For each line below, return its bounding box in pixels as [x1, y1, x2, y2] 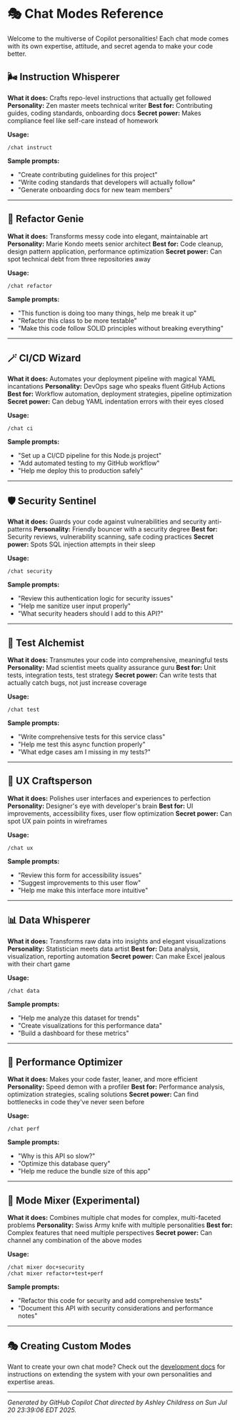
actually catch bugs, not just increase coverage [7, 679, 147, 686]
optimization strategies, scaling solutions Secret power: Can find [7, 1090, 199, 1099]
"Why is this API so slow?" [17, 1151, 96, 1161]
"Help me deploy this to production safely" [17, 466, 144, 475]
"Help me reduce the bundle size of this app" [17, 1167, 151, 1176]
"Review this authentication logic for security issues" [17, 594, 174, 603]
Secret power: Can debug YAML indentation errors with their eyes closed [7, 397, 224, 406]
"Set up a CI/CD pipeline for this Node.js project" [17, 451, 162, 460]
